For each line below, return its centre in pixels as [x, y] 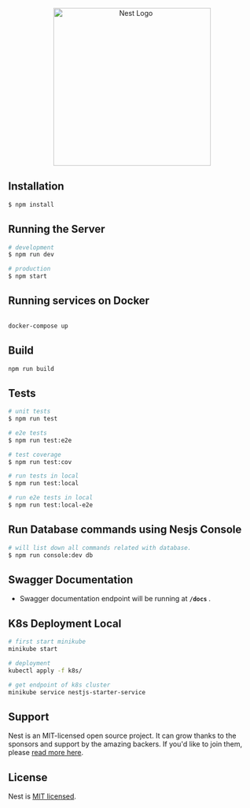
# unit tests [29, 411]
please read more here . [46, 753]
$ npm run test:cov [40, 462]
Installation [36, 187]
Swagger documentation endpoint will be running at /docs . [115, 599]
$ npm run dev [31, 255]
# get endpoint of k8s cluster [59, 685]
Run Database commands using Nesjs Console [125, 530]
